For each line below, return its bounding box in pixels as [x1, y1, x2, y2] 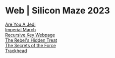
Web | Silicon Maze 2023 [5, 5, 110, 16]
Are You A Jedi [5, 21, 36, 27]
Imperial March [5, 26, 36, 32]
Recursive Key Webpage [5, 32, 56, 38]
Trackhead [5, 48, 27, 54]
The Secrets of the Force [5, 42, 56, 48]
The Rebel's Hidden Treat [5, 37, 57, 43]
